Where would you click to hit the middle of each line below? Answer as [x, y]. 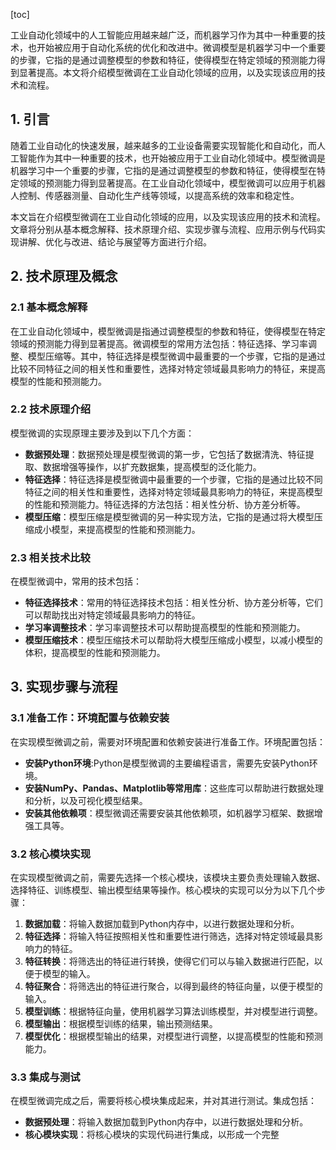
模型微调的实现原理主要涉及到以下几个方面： [102, 433]
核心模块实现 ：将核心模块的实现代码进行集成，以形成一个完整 [152, 1135]
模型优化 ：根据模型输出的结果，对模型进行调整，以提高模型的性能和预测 [173, 1036]
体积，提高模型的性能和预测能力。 [95, 653]
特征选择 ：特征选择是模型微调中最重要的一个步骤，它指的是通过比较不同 [173, 479]
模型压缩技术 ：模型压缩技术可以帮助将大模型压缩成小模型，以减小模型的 [173, 640]
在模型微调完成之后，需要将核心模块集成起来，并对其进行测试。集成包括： [163, 1101]
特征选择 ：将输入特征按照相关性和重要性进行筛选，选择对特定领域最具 [169, 936]
